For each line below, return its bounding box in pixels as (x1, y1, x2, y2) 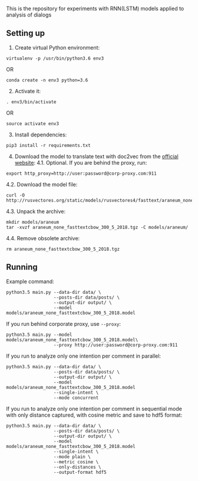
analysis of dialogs (6, 11, 52, 18)
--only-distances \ (53, 464, 101, 470)
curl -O (6, 192, 25, 198)
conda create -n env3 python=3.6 (6, 77, 88, 83)
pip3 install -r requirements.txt (6, 142, 91, 148)
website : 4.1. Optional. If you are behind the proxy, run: (14, 159, 147, 166)
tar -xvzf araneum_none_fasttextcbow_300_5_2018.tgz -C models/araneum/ (6, 224, 189, 230)
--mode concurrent (53, 395, 99, 401)
